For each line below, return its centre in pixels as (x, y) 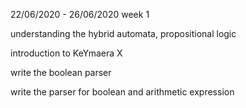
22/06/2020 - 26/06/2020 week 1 (80, 14)
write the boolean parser (61, 72)
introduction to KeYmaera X (66, 53)
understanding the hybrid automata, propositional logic (123, 33)
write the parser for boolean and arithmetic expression (122, 92)
